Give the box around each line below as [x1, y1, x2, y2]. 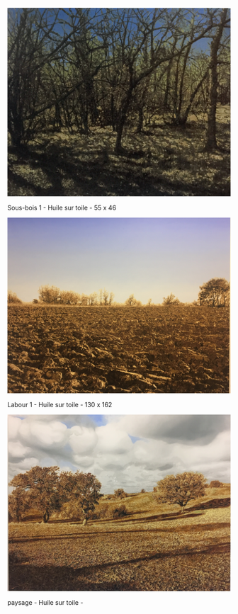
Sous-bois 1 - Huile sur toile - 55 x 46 [7, 203, 117, 212]
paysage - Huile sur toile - [7, 598, 84, 607]
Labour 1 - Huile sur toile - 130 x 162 [7, 401, 113, 409]
